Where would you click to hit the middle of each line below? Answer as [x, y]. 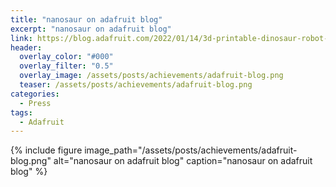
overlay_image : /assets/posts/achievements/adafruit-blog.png [151, 76]
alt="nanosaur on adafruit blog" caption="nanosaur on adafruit [183, 161]
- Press [35, 103]
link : [21, 38]
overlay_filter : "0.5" [66, 66]
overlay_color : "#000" [66, 57]
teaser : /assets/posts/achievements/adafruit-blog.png [136, 85]
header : [26, 47]
